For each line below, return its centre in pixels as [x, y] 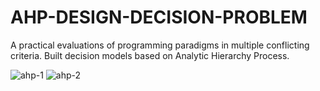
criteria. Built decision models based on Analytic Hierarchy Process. [150, 55]
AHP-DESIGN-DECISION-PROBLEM [159, 17]
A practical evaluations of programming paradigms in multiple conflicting [160, 45]
